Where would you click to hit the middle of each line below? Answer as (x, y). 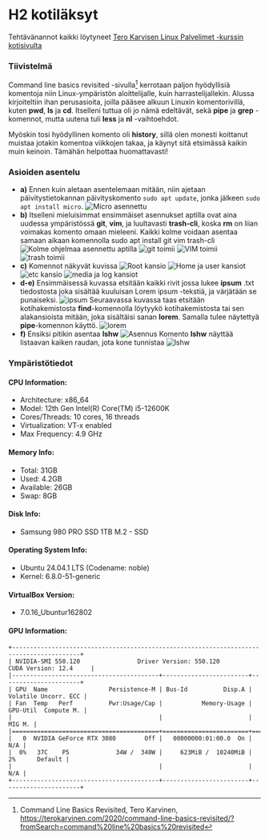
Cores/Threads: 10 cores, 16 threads (80, 417)
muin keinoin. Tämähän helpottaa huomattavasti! (88, 151)
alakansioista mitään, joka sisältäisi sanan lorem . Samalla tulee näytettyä (140, 317)
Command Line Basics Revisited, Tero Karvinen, (99, 810)
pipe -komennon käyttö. (59, 326)
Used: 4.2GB (41, 478)
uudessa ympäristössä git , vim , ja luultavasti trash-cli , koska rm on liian (139, 224)
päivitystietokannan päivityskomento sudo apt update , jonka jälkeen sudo (140, 198)
